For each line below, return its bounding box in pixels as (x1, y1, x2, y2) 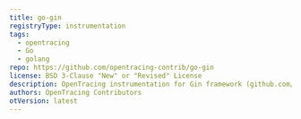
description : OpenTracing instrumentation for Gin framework (9, 80, 243, 89)
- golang (17, 55, 50, 64)
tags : (9, 30, 30, 38)
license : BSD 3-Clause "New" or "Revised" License (9, 72, 202, 81)
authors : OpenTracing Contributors (9, 88, 142, 97)
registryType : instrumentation (9, 21, 126, 30)
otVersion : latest (9, 96, 78, 106)
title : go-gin (9, 13, 63, 22)
